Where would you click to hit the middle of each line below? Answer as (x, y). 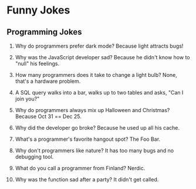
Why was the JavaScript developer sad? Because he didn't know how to (102, 57)
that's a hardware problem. (48, 81)
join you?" (27, 99)
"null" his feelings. (37, 63)
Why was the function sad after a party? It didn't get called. (87, 179)
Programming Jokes (44, 32)
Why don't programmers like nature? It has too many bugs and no (94, 151)
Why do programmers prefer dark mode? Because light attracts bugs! (99, 46)
